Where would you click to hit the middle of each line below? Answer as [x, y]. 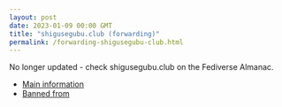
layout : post [33, 17]
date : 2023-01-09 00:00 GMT [61, 26]
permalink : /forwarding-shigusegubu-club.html [96, 42]
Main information [53, 84]
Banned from [46, 94]
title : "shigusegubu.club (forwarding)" [85, 34]
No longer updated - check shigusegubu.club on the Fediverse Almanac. [141, 67]
